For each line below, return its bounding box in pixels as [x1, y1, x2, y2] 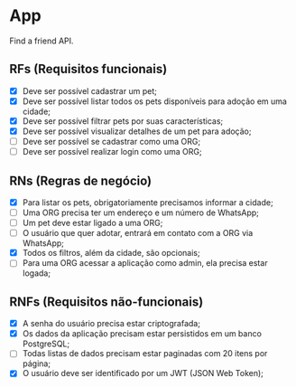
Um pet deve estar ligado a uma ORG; [22, 218, 163, 229]
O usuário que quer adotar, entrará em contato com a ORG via [22, 228, 254, 239]
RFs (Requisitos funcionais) [9, 61, 168, 77]
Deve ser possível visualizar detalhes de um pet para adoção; [22, 126, 252, 137]
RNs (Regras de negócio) [9, 173, 152, 188]
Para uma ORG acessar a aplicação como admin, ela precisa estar [22, 258, 268, 269]
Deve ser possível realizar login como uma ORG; [22, 146, 202, 157]
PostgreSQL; [22, 338, 70, 349]
